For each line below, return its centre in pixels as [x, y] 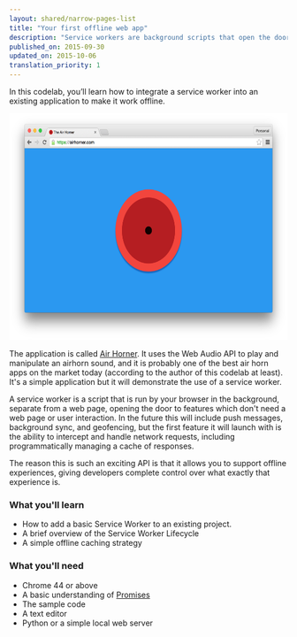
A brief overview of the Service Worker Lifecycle [110, 533]
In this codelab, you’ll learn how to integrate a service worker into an [134, 92]
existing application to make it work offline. [87, 101]
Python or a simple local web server [87, 623]
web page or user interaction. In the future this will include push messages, [146, 418]
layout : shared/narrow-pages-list [73, 19]
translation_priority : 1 [55, 65]
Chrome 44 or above [60, 585]
